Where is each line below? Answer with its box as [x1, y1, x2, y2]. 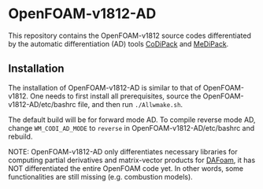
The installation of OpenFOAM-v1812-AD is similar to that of [8, 83, 202, 92]
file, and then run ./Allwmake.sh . [77, 99, 183, 109]
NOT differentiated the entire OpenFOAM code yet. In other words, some [8, 163, 244, 173]
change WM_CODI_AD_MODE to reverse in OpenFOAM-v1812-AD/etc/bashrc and [8, 123, 255, 132]
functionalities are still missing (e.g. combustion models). [8, 172, 193, 181]
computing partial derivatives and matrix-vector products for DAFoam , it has [8, 155, 256, 165]
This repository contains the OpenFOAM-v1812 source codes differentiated [8, 31, 252, 40]
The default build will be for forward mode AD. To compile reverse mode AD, [8, 115, 256, 124]
